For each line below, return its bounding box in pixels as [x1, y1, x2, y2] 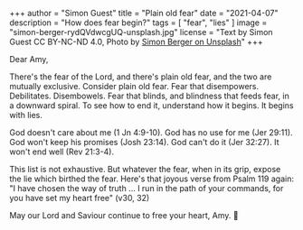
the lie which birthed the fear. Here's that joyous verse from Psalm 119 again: [9, 173, 294, 184]
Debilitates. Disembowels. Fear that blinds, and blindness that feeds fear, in [9, 90, 289, 101]
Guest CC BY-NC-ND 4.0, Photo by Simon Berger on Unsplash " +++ [9, 36, 264, 47]
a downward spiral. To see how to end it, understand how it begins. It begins [9, 100, 294, 111]
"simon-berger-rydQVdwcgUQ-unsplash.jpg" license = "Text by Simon [9, 27, 273, 37]
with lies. [9, 110, 43, 120]
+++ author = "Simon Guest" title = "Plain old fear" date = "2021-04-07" [9, 8, 279, 18]
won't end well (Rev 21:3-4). [9, 146, 115, 157]
